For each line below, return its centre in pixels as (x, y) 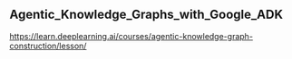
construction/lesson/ (48, 46)
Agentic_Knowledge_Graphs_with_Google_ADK (146, 15)
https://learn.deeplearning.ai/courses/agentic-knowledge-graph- (131, 36)
